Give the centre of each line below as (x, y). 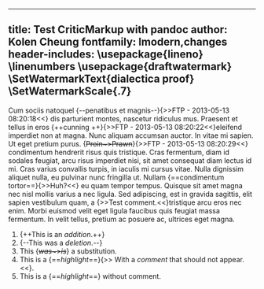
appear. (232, 259)
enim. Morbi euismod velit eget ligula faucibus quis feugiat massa (114, 210)
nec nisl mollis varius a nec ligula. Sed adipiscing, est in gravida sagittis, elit (130, 194)
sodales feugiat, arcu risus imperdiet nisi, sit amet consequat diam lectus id (130, 160)
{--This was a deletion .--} (61, 243)
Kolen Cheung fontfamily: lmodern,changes (118, 42)
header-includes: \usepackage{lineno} (106, 55)
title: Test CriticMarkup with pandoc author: (118, 30)
